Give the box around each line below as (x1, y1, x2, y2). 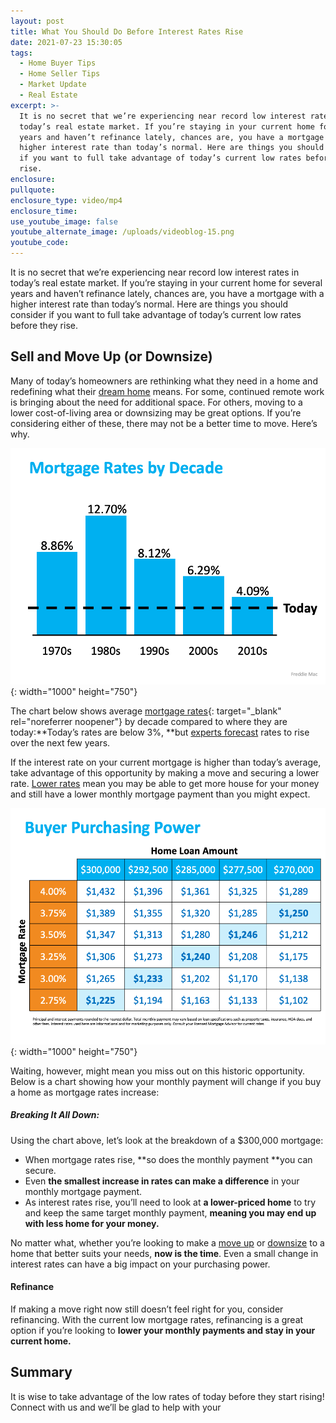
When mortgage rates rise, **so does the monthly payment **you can (24, 1153, 313, 1165)
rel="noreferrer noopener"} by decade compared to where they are (10, 715, 288, 727)
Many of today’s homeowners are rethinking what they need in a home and (10, 375, 318, 387)
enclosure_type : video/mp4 (10, 195, 123, 205)
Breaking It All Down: (10, 1109, 100, 1121)
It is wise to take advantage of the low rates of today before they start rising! (10, 1390, 325, 1402)
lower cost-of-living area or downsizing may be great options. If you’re (10, 406, 302, 419)
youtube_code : (10, 238, 70, 248)
